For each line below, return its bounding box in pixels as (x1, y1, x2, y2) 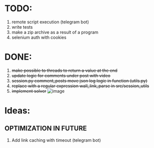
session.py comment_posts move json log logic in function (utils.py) (11, 78, 148, 83)
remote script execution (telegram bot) (11, 19, 89, 25)
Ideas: (4, 105, 30, 116)
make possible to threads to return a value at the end (11, 67, 118, 73)
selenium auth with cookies (11, 34, 67, 40)
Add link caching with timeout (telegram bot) (11, 137, 101, 143)
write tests (11, 24, 33, 30)
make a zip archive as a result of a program (11, 29, 99, 35)
